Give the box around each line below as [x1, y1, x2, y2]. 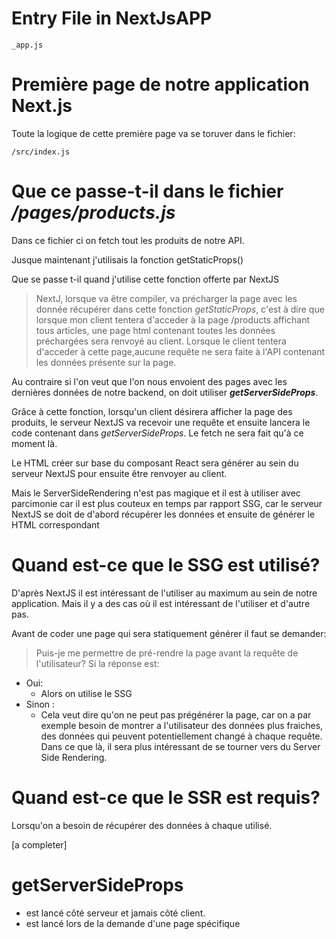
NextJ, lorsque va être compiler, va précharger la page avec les [35, 292, 298, 304]
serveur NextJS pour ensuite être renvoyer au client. [11, 467, 228, 479]
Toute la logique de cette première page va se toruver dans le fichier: [11, 127, 296, 139]
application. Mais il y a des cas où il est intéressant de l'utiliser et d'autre [11, 597, 311, 609]
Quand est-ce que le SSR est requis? [11, 786, 321, 809]
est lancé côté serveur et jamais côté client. [25, 907, 206, 919]
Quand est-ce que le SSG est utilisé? [11, 554, 321, 576]
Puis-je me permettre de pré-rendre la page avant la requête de [35, 647, 299, 659]
